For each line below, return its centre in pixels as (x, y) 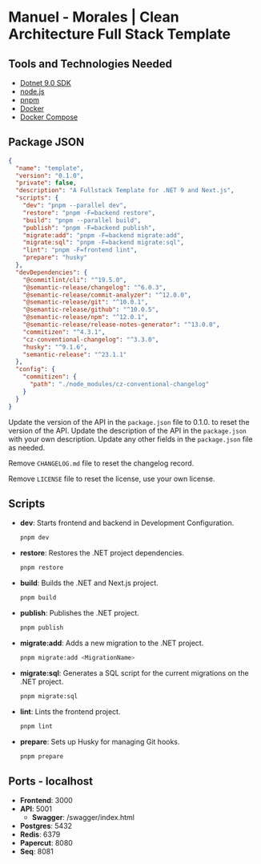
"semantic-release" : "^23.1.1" (75, 354)
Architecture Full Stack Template (119, 34)
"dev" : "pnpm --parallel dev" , (75, 206)
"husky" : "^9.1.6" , (55, 347)
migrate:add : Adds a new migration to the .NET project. (112, 643)
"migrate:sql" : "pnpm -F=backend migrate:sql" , (103, 243)
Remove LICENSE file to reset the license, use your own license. (112, 478)
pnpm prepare (42, 756)
